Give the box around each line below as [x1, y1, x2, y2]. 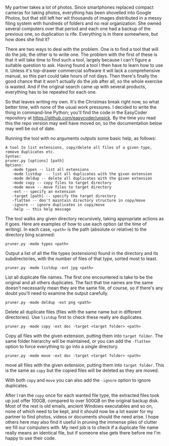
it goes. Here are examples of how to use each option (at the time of [5, 221, 147, 227]
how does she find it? [5, 36, 50, 42]
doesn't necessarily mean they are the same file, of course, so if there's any [5, 285, 163, 291]
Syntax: [5, 154, 22, 159]
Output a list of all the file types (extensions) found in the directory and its [5, 250, 158, 256]
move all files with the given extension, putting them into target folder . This [5, 362, 164, 368]
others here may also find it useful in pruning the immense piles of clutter [5, 419, 157, 425]
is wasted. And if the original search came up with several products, [5, 84, 146, 90]
